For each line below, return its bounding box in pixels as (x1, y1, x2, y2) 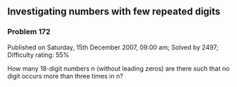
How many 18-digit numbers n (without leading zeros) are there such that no (7, 64, 230, 73)
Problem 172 (7, 27, 51, 37)
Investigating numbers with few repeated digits (7, 6, 221, 18)
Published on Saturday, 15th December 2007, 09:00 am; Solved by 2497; (7, 42, 219, 52)
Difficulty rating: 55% (7, 50, 69, 59)
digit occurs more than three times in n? (7, 71, 124, 80)
